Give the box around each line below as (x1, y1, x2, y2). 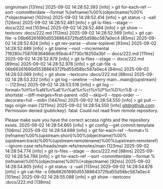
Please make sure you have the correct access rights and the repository (5, 117, 150, 123)
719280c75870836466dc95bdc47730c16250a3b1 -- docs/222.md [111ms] (5, 51, 155, 57)
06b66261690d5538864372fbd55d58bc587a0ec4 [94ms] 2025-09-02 (5, 66, 149, 72)
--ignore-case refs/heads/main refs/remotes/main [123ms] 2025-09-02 (5, 143, 150, 149)
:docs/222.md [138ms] (5, 179, 51, 185)
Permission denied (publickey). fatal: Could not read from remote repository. (5, 108, 159, 113)
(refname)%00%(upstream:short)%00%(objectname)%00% (5, 132, 127, 138)
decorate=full (5, 97, 33, 103)
